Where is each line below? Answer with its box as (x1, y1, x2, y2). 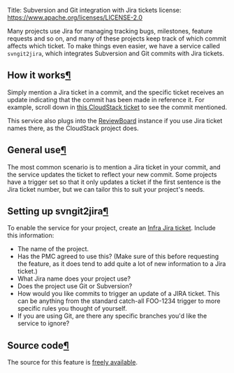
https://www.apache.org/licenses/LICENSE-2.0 (7, 13, 143, 22)
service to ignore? (17, 319, 70, 328)
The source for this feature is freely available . (7, 358, 138, 367)
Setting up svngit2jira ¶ (7, 206, 109, 218)
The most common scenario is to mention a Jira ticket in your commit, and (7, 162, 221, 171)
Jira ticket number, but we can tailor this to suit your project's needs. (7, 185, 205, 193)
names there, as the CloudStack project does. (7, 124, 139, 132)
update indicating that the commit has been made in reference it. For (7, 95, 205, 104)
